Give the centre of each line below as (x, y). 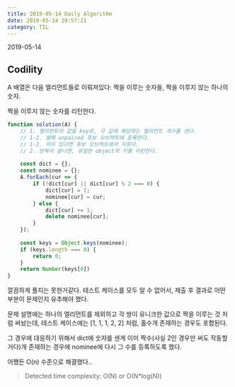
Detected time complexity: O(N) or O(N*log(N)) (93, 376)
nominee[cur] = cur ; (75, 197)
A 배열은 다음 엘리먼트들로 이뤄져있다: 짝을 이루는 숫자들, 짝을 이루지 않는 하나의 (118, 87)
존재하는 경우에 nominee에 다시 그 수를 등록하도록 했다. (105, 347)
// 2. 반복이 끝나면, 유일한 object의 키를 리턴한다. (89, 151)
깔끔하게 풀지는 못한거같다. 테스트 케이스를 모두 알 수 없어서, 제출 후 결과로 (110, 290)
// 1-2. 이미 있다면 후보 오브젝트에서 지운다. (80, 144)
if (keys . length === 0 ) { (58, 249)
